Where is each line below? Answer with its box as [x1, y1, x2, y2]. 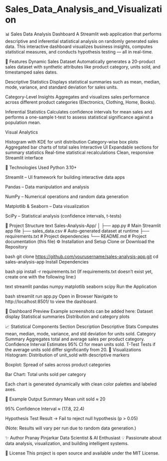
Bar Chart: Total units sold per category [5, 371, 86, 377]
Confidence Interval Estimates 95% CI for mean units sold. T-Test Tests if [5, 341, 156, 347]
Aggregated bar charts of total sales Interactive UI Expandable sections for [5, 144, 159, 150]
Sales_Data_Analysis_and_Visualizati [5, 3, 163, 15]
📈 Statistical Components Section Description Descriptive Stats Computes [5, 323, 159, 329]
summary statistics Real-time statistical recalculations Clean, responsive [5, 149, 154, 155]
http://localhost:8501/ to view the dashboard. [5, 298, 98, 304]
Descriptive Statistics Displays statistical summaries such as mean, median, [5, 78, 161, 84]
